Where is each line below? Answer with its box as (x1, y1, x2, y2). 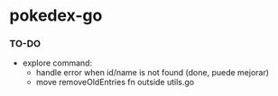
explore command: (22, 57, 93, 68)
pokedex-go (9, 5, 103, 26)
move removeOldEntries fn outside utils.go (35, 77, 195, 88)
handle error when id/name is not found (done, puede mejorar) (35, 67, 269, 78)
